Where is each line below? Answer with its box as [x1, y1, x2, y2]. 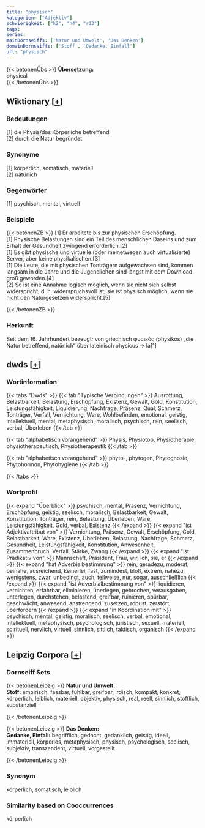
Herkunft [6, 321, 34, 330]
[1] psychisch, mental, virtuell [6, 200, 80, 207]
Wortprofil [6, 488, 38, 496]
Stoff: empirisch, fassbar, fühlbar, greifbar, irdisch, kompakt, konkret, [6, 688, 181, 696]
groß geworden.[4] [6, 275, 54, 282]
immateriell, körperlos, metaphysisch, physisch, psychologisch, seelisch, [6, 738, 190, 745]
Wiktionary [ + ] [6, 96, 63, 107]
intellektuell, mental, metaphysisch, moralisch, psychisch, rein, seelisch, [6, 417, 188, 425]
